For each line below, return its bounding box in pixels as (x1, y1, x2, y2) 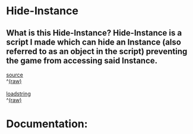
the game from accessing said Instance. (6, 55, 158, 66)
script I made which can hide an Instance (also (6, 37, 181, 47)
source (6, 71, 24, 78)
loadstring (6, 90, 31, 97)
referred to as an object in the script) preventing (6, 46, 188, 56)
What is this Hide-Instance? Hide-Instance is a (6, 28, 182, 38)
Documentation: (6, 117, 88, 131)
